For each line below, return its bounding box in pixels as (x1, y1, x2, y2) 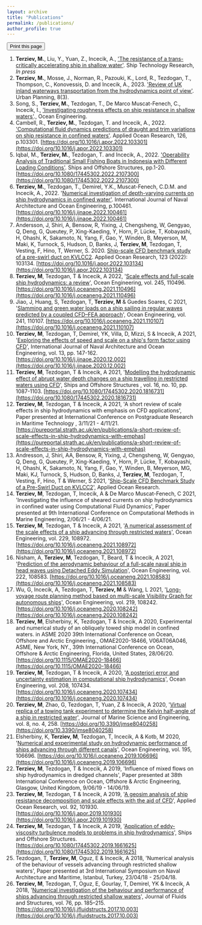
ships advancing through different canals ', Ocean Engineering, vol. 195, (15, 746, 192, 753)
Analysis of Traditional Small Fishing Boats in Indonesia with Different (15, 158, 187, 165)
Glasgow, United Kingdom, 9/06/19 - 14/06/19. (15, 784, 130, 791)
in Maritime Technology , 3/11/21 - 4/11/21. (15, 419, 119, 427)
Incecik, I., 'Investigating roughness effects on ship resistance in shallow (15, 107, 195, 114)
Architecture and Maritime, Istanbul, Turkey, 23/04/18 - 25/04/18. (15, 874, 177, 881)
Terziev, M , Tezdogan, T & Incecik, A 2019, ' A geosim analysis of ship (15, 791, 188, 798)
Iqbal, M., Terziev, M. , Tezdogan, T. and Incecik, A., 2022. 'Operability (15, 151, 190, 158)
